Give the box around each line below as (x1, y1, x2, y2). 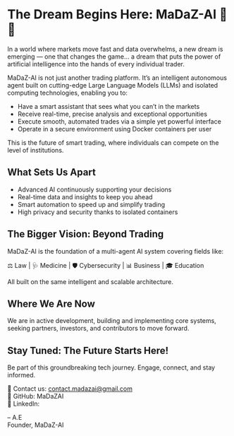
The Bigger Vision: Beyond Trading (7, 228, 164, 240)
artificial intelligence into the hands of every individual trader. (7, 59, 185, 68)
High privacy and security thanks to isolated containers (17, 208, 178, 216)
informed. (7, 371, 36, 379)
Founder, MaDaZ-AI (7, 420, 64, 430)
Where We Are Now (7, 297, 95, 310)
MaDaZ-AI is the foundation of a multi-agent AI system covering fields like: (7, 247, 224, 255)
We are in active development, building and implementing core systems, (7, 317, 216, 325)
